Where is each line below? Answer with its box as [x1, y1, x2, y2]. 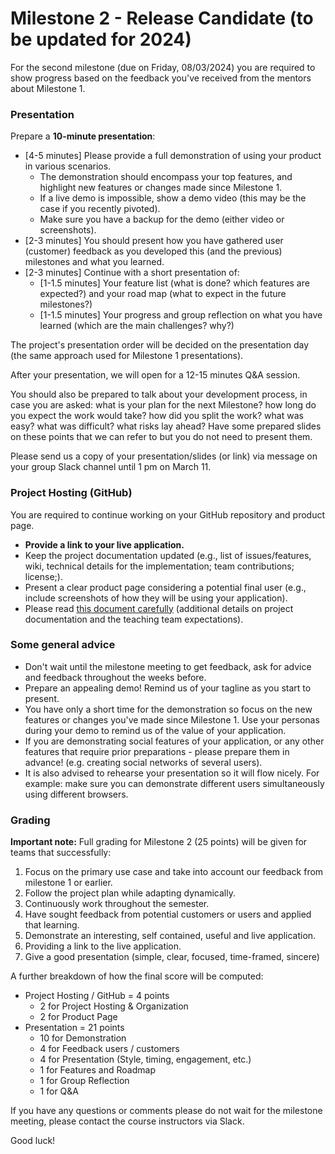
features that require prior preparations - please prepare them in [24, 745, 290, 757]
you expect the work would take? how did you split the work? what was [10, 410, 304, 422]
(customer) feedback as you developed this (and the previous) [24, 245, 283, 257]
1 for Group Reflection [39, 1075, 130, 1087]
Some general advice [10, 638, 116, 652]
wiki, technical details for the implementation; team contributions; [24, 560, 295, 572]
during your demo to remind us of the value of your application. [24, 724, 287, 736]
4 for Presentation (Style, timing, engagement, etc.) [39, 1053, 252, 1066]
